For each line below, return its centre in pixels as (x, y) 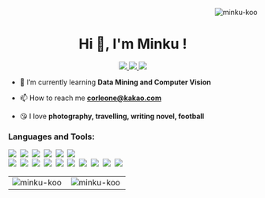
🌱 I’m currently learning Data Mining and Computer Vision (115, 82)
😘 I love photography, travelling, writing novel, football (112, 116)
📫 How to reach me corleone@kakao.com (91, 98)
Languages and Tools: (51, 136)
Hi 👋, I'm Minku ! (133, 44)
